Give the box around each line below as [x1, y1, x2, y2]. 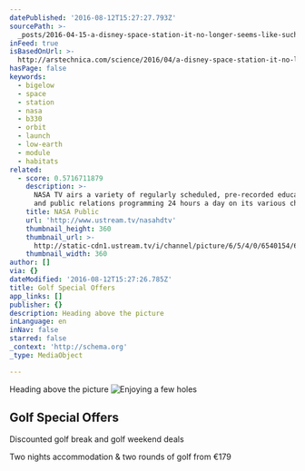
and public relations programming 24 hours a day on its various [33, 199, 286, 209]
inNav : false [9, 326, 59, 335]
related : [9, 165, 43, 174]
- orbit [17, 123, 47, 132]
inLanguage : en [9, 317, 67, 327]
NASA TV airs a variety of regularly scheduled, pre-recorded [33, 191, 274, 200]
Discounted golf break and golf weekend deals [9, 434, 184, 445]
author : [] [9, 258, 51, 268]
